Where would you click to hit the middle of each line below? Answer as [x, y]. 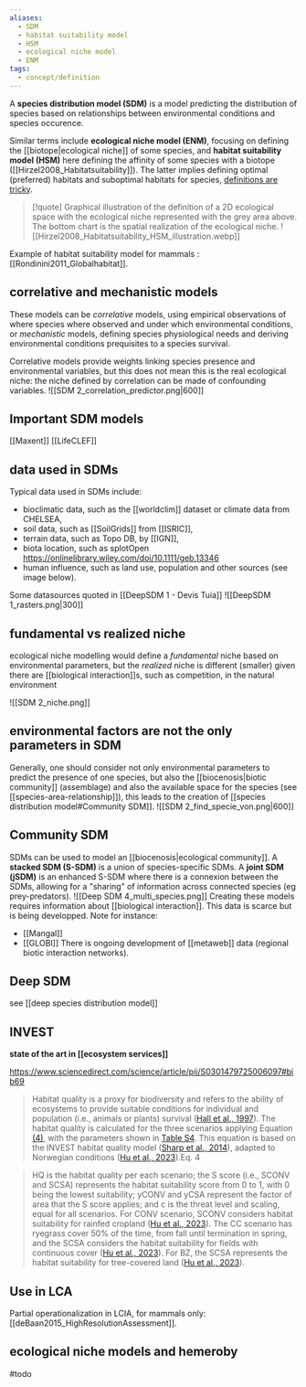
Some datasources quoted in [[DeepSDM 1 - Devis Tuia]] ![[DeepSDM [140, 595]
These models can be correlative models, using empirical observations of [148, 314]
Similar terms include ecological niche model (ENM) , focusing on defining [149, 140]
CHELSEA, [42, 519]
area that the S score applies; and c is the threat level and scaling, [156, 1204]
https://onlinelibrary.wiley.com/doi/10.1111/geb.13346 [121, 558]
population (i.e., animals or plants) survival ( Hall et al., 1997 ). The [153, 1119]
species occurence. [47, 123]
